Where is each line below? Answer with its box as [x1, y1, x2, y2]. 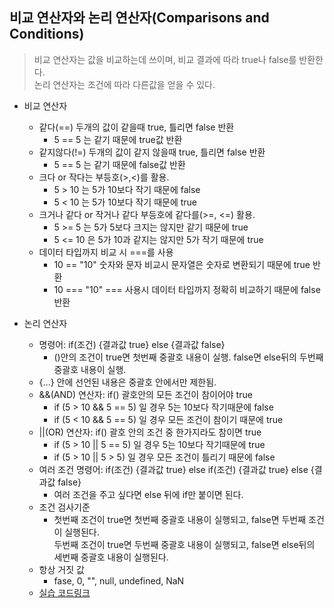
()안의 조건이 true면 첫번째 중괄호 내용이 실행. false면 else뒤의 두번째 [53, 351, 324, 363]
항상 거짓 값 [38, 563, 85, 575]
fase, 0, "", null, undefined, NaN [53, 574, 185, 587]
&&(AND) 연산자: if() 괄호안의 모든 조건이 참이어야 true [38, 388, 253, 400]
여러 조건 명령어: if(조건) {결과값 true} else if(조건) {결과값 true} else [38, 463, 309, 475]
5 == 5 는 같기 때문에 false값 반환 [53, 158, 186, 170]
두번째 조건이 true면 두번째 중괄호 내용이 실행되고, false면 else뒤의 [53, 538, 316, 550]
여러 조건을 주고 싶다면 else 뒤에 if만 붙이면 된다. [53, 488, 244, 500]
